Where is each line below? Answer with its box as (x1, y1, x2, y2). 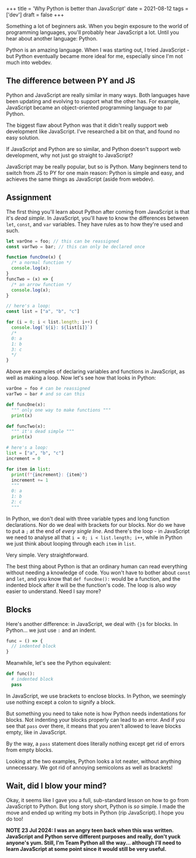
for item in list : (6, 466, 51, 472)
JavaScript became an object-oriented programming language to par (6, 104, 173, 111)
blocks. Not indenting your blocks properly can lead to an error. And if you (6, 716, 185, 723)
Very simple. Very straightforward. (6, 551, 89, 558)
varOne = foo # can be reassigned (6, 386, 91, 392)
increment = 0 (6, 455, 41, 462)
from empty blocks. (6, 746, 53, 753)
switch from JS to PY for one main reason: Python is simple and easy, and (6, 169, 184, 176)
